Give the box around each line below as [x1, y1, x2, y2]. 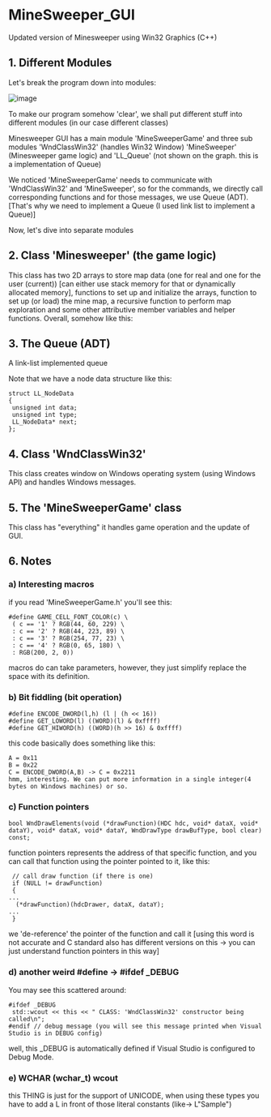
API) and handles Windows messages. [8, 477, 137, 488]
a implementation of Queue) [8, 159, 102, 169]
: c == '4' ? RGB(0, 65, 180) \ [11, 641, 121, 650]
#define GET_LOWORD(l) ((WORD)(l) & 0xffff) [8, 716, 161, 725]
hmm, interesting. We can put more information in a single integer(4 [8, 775, 252, 784]
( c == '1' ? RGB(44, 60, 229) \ [11, 620, 125, 628]
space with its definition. [8, 671, 91, 681]
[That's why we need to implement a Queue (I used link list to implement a [8, 200, 256, 210]
